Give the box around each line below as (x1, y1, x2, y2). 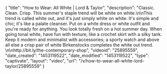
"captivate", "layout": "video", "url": (5, 58, 78, 63)
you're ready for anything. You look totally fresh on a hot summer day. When (5, 26, 162, 32)
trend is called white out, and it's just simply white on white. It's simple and (5, 15, 159, 21)
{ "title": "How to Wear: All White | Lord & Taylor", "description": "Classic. (5, 5, 155, 10)
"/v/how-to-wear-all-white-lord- (78, 58, 145, 63)
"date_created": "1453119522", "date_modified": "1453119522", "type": (5, 52, 150, 58)
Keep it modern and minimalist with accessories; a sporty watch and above (5, 36, 160, 42)
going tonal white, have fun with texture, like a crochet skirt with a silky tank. (5, 31, 162, 37)
